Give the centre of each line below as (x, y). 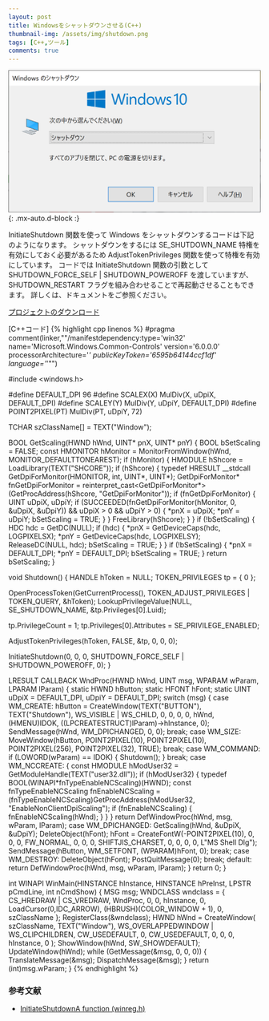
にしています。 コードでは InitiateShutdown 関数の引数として (108, 265)
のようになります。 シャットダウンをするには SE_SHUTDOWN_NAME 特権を (134, 245)
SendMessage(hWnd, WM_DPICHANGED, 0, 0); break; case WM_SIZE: (125, 732)
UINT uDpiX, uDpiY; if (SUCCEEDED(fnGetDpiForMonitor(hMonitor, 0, (122, 502)
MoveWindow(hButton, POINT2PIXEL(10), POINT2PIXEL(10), (107, 741)
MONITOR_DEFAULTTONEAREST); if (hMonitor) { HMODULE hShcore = (126, 460)
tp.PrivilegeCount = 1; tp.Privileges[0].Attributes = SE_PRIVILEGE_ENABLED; (134, 626)
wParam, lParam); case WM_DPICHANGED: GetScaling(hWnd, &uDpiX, (125, 825)
